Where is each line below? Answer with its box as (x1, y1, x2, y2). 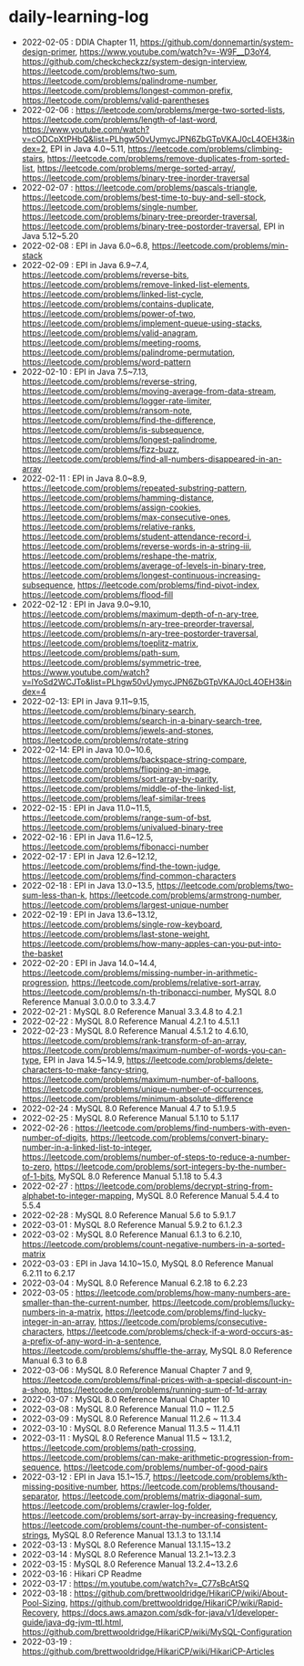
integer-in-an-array (21, 1316, 95, 1327)
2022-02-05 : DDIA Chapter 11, (21, 36, 138, 47)
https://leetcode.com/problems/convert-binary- (89, 1131, 269, 1142)
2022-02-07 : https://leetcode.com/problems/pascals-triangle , (21, 182, 258, 193)
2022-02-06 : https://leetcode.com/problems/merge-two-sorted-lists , (21, 104, 286, 115)
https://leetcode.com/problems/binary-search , (21, 705, 197, 716)
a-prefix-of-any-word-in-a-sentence (21, 1335, 160, 1347)
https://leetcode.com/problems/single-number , (21, 201, 198, 212)
